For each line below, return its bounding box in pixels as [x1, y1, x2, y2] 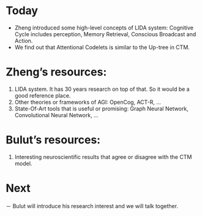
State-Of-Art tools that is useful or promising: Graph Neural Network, [14, 105, 189, 112]
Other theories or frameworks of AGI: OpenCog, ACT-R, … [14, 98, 162, 106]
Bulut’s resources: [6, 133, 101, 147]
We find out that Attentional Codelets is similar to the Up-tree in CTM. [14, 44, 190, 51]
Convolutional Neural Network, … [14, 111, 99, 118]
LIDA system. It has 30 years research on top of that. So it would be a [14, 85, 190, 93]
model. [14, 160, 32, 167]
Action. [14, 37, 33, 44]
